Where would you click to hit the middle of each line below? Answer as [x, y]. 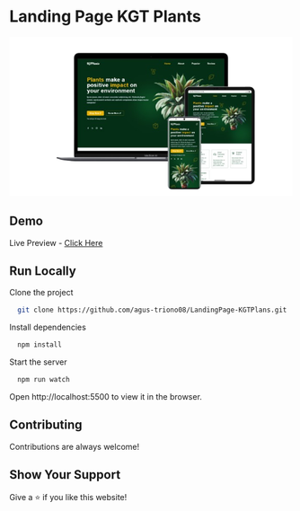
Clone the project [41, 293]
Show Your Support [65, 475]
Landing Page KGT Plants [106, 17]
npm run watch [44, 380]
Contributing [46, 425]
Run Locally [43, 271]
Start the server [38, 362]
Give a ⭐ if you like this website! [68, 497]
